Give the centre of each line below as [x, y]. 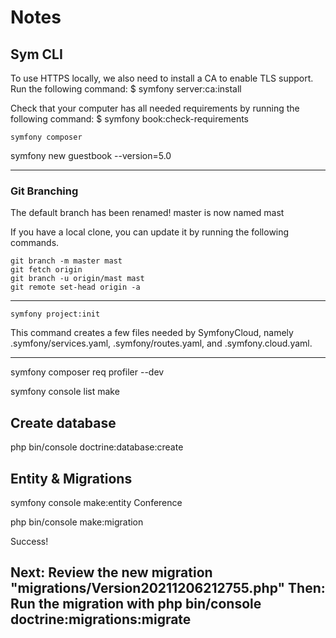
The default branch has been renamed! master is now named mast [147, 213]
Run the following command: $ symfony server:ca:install [126, 89]
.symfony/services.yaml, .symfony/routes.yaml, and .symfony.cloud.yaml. [161, 343]
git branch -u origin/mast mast [77, 279]
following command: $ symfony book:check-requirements [129, 119]
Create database [63, 422]
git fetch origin [46, 270]
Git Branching [44, 191]
